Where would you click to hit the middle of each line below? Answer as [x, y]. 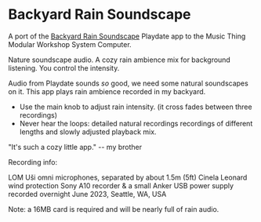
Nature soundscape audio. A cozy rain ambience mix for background [120, 60]
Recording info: [33, 162]
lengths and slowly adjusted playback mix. [88, 132]
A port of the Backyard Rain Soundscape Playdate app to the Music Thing [127, 36]
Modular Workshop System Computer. [70, 44]
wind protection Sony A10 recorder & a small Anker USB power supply [121, 185]
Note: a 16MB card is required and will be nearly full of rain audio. [114, 209]
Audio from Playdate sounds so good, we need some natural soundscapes [128, 83]
